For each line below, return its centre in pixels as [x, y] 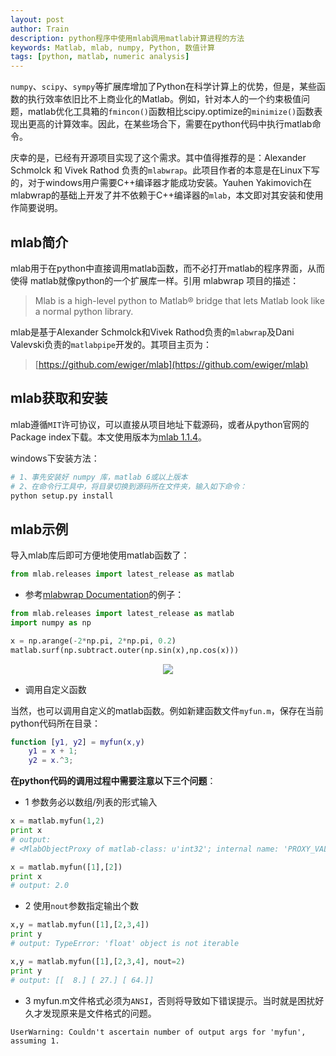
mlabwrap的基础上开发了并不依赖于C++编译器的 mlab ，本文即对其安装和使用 [167, 195]
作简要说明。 [36, 208]
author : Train [40, 29]
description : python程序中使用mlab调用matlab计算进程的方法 [127, 38]
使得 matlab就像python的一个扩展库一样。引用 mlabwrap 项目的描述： [155, 280]
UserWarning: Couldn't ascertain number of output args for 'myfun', [158, 1032]
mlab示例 [39, 529]
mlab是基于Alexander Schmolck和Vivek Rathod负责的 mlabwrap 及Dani [152, 332]
